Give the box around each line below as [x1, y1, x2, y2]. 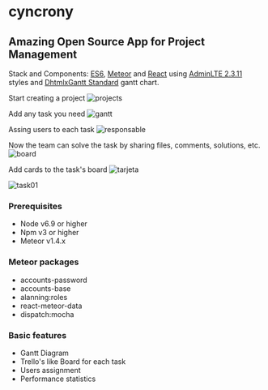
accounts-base [19, 283, 71, 294]
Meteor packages [8, 256, 79, 268]
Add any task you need [8, 109, 86, 118]
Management [8, 47, 78, 61]
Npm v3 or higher [19, 228, 79, 238]
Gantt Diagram [19, 348, 69, 358]
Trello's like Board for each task [19, 356, 126, 366]
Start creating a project [8, 93, 86, 103]
